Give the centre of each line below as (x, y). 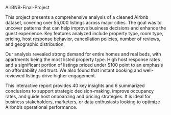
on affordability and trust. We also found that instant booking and (74, 70)
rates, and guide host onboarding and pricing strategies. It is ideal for (78, 96)
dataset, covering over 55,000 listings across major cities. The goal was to (83, 23)
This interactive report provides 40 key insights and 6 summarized (75, 85)
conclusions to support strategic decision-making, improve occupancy (80, 91)
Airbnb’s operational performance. (41, 107)
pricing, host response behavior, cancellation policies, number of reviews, (83, 39)
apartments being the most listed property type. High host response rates (83, 60)
